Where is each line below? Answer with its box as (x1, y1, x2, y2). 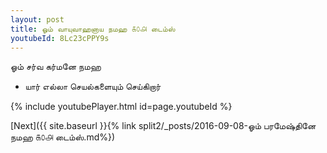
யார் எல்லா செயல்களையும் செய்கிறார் (24, 81, 162, 93)
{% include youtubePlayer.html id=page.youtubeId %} (10, 101, 233, 113)
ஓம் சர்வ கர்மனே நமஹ (10, 61, 102, 73)
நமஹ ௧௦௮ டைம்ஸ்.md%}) (10, 131, 116, 143)
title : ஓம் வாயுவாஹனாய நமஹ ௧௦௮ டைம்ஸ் (10, 24, 176, 34)
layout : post (10, 14, 65, 25)
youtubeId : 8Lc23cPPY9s (10, 33, 110, 43)
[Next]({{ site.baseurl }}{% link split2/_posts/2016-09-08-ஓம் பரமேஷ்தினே (10, 120, 317, 132)
